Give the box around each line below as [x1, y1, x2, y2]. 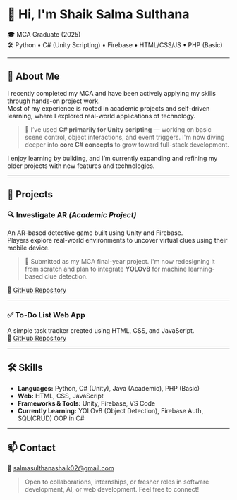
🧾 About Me [7, 71, 60, 83]
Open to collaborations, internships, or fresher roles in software [24, 477, 209, 486]
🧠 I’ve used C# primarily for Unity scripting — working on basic [24, 125, 212, 133]
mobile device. [7, 243, 51, 252]
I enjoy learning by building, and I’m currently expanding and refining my [7, 154, 218, 162]
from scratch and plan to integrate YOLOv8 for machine [24, 264, 187, 274]
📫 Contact [7, 441, 56, 453]
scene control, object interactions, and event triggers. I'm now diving [24, 133, 225, 141]
